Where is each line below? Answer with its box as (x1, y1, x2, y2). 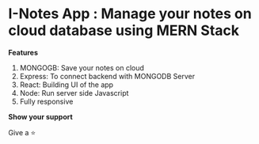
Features (8, 47, 38, 57)
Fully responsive (19, 97, 74, 106)
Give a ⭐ (8, 127, 36, 137)
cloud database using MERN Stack (8, 21, 240, 40)
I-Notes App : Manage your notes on (8, 5, 252, 23)
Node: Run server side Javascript (19, 88, 129, 97)
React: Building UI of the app (19, 80, 113, 89)
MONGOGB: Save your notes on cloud (19, 63, 145, 72)
